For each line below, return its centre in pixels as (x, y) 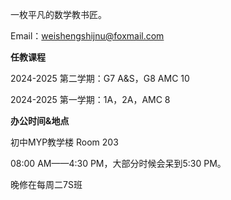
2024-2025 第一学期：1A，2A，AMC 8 (90, 99)
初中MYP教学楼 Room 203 (64, 142)
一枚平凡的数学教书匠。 (58, 14)
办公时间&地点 (40, 121)
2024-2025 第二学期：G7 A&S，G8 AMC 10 (100, 78)
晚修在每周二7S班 (46, 184)
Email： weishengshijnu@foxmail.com (87, 36)
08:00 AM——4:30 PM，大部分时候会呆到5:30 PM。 (118, 163)
